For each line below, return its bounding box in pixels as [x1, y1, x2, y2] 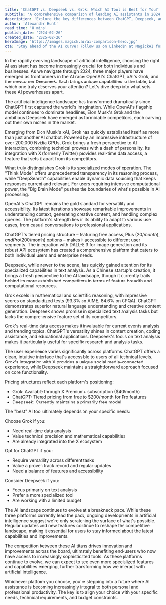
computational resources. [5, 282, 57, 289]
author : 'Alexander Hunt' [5, 21, 58, 26]
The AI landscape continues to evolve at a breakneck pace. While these [5, 507, 151, 513]
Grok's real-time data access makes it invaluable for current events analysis [5, 323, 160, 329]
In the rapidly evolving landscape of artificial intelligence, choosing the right [5, 57, 160, 63]
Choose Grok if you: [5, 418, 46, 424]
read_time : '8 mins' [5, 26, 48, 31]
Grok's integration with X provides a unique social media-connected [5, 359, 144, 364]
